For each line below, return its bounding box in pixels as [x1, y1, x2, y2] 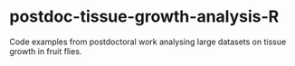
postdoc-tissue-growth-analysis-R [9, 6, 280, 27]
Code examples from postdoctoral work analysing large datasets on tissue [9, 36, 287, 47]
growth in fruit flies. [9, 45, 82, 56]
